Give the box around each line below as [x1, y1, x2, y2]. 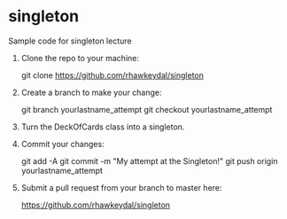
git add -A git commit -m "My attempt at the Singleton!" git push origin [20, 155, 278, 166]
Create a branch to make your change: [20, 87, 162, 98]
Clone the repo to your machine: [20, 52, 139, 63]
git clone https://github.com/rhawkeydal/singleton [20, 69, 205, 81]
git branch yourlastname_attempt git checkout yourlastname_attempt [20, 104, 273, 114]
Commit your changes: [20, 138, 105, 149]
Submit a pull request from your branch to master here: [20, 182, 222, 192]
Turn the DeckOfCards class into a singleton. [20, 121, 185, 132]
